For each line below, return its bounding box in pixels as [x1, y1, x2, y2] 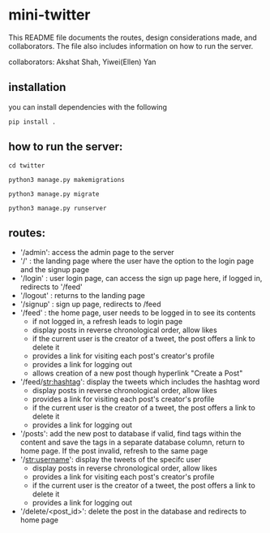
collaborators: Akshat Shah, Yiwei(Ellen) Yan [8, 57, 156, 67]
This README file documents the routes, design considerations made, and [8, 32, 257, 42]
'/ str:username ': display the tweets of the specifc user [19, 455, 201, 465]
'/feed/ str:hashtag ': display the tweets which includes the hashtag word [19, 377, 260, 387]
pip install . [8, 118, 57, 126]
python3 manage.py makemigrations [8, 175, 126, 184]
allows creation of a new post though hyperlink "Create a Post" [32, 368, 243, 379]
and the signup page [19, 265, 90, 275]
